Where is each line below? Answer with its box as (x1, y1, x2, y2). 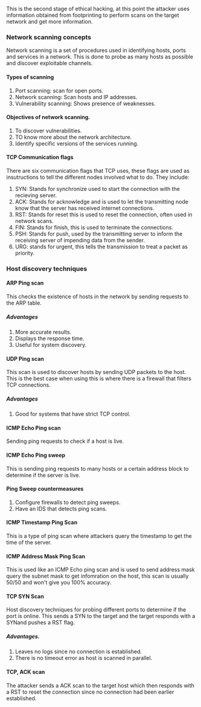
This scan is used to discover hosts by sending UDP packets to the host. (6, 369, 187, 376)
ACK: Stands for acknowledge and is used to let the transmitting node (14, 198, 189, 205)
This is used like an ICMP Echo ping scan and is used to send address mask (6, 566, 195, 573)
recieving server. (14, 192, 57, 199)
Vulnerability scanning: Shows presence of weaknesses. (14, 100, 156, 107)
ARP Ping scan (6, 279, 44, 286)
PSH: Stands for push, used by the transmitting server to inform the (14, 230, 183, 237)
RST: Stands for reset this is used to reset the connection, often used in (14, 211, 193, 218)
